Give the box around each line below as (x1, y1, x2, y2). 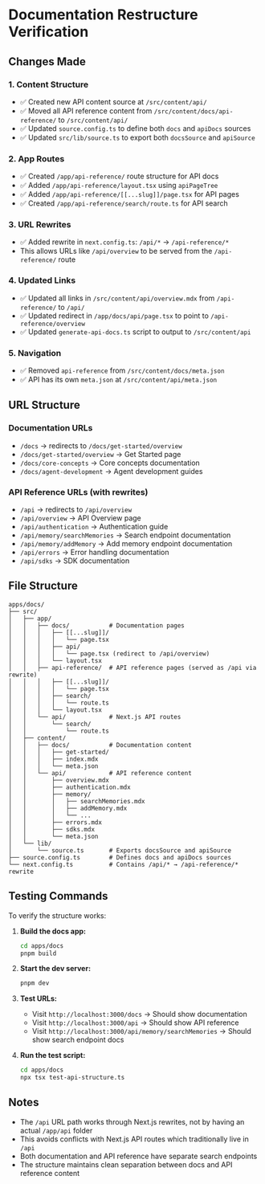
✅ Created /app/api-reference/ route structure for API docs (19, 171, 219, 182)
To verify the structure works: (8, 910, 107, 921)
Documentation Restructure (8, 6, 198, 24)
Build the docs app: (19, 926, 87, 936)
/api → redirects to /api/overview (19, 504, 132, 515)
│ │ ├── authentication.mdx (8, 783, 131, 791)
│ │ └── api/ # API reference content (8, 769, 193, 777)
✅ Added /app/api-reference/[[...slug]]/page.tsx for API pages (19, 190, 239, 199)
